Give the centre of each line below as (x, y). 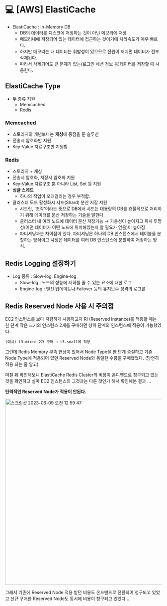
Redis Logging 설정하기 (41, 263)
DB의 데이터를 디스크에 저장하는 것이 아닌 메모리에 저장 (73, 32)
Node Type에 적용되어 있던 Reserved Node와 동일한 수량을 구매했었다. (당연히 (82, 358)
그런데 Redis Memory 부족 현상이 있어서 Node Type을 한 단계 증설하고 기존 (79, 352)
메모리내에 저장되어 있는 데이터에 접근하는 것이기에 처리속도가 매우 (84, 39)
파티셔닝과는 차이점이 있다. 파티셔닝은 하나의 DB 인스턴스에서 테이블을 (88, 234)
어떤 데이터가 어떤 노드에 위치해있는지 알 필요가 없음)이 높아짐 (85, 227)
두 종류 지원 (24, 99)
